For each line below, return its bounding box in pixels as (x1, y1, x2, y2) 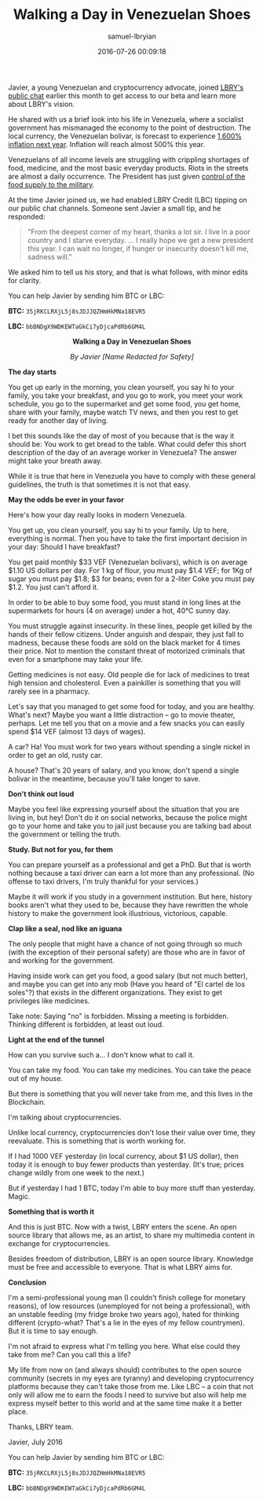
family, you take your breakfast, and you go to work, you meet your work (8, 391, 243, 400)
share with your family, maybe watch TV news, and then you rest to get (8, 407, 239, 417)
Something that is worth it (8, 1207, 95, 1216)
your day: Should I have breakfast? (8, 542, 121, 551)
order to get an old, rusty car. (8, 750, 103, 759)
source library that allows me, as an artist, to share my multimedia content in (8, 1230, 255, 1240)
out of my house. (8, 1073, 64, 1083)
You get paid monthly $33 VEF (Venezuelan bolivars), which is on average (8, 557, 248, 567)
